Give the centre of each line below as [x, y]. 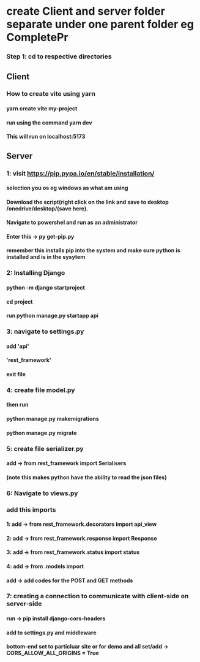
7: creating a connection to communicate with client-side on [98, 596]
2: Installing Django [36, 273]
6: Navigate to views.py [42, 493]
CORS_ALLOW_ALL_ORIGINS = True [53, 653]
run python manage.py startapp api [53, 316]
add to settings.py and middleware [51, 633]
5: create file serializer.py [45, 448]
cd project [20, 301]
